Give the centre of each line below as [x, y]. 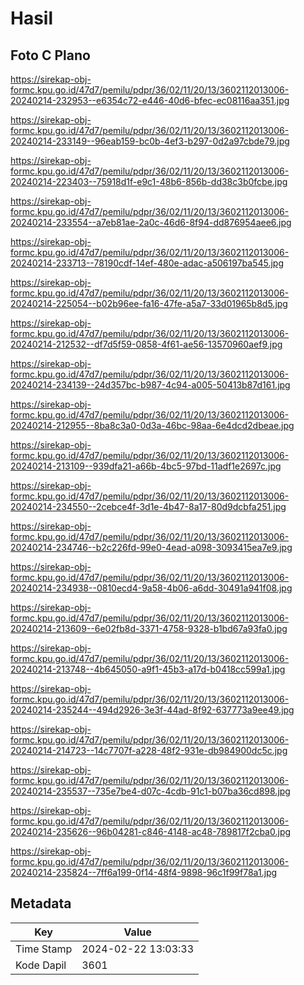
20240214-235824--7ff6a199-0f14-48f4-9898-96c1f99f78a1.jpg [144, 872]
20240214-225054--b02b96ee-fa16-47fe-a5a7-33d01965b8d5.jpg [149, 303]
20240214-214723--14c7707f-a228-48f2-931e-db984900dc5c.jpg [149, 750]
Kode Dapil [41, 965]
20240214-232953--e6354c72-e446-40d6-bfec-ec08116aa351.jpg [150, 100]
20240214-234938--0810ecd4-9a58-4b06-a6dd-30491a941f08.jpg [151, 588]
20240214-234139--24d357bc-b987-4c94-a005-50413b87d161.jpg [150, 385]
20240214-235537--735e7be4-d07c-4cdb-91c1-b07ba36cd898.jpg [150, 791]
